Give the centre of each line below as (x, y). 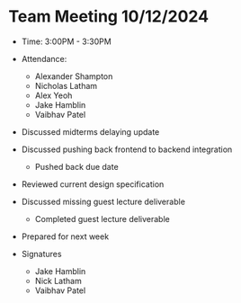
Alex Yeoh (54, 95)
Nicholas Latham (66, 85)
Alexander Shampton (74, 76)
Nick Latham (58, 281)
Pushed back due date (76, 166)
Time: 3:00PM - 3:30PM (66, 41)
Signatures (41, 254)
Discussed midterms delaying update (90, 131)
